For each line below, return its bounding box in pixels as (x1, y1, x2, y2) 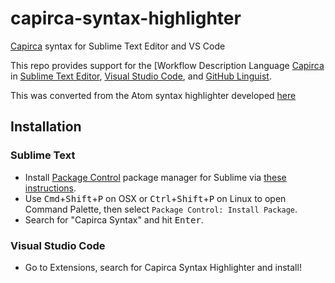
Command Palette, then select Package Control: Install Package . (24, 203, 298, 215)
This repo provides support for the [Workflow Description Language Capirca (10, 59, 325, 71)
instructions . (24, 182, 77, 194)
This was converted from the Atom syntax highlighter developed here (10, 89, 297, 101)
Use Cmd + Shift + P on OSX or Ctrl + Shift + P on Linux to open (24, 192, 287, 204)
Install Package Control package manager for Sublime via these (24, 171, 287, 183)
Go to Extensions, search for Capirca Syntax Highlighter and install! (24, 261, 302, 273)
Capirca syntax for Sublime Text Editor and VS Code (10, 40, 226, 52)
